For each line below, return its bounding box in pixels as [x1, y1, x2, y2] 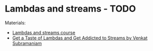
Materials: [5, 20, 26, 26]
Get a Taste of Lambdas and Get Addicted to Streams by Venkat [12, 35, 148, 41]
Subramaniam [12, 40, 42, 46]
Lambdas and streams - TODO [5, 3, 137, 15]
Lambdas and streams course [12, 29, 75, 35]
